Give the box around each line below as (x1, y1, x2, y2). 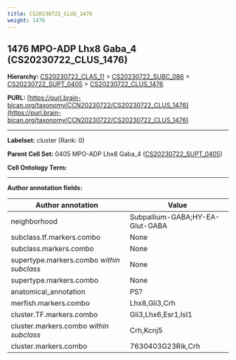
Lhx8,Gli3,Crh (129, 298, 176, 308)
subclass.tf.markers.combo (11, 233, 100, 243)
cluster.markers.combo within (11, 321, 109, 331)
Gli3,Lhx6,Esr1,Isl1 (129, 310, 193, 320)
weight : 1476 (7, 17, 46, 24)
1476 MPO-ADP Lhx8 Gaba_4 (7, 43, 137, 55)
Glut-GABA (129, 221, 168, 231)
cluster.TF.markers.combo (11, 310, 98, 320)
